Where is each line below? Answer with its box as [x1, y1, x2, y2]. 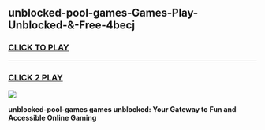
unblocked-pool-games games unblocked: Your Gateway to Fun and [8, 104, 237, 113]
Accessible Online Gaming [8, 113, 97, 122]
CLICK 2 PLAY [8, 72, 63, 83]
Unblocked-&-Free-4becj [8, 19, 136, 32]
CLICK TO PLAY [8, 43, 69, 54]
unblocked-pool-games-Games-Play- [8, 6, 199, 20]
